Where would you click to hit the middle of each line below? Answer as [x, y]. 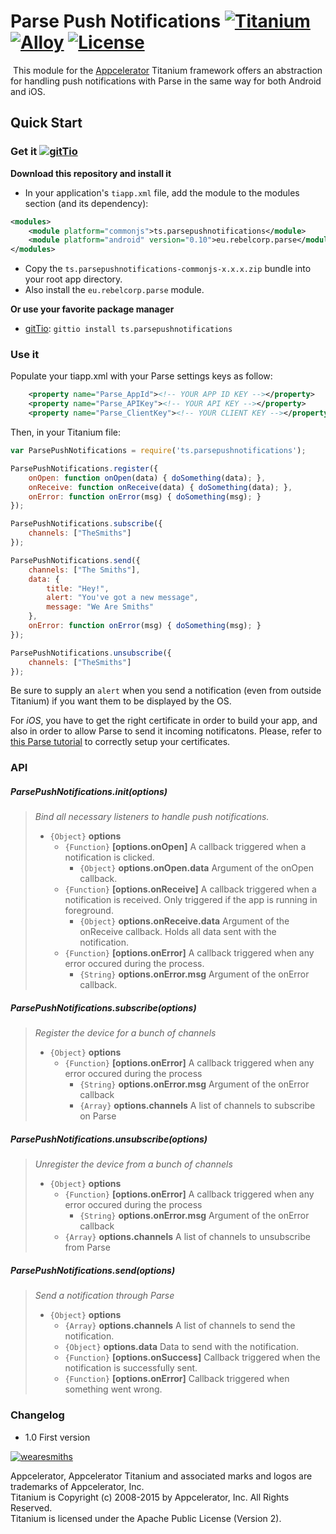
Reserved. [31, 1507]
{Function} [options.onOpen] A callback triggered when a [185, 847]
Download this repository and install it [91, 173]
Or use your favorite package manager [92, 309]
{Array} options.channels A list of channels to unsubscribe [187, 1237]
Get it [24, 152]
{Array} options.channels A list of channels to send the [180, 1326]
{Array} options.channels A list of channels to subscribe [197, 1106]
